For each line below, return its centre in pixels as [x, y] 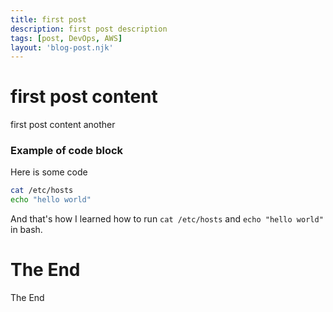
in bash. [26, 230]
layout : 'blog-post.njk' [62, 47]
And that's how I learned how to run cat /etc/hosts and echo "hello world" [167, 219]
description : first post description [89, 29]
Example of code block [67, 151]
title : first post [48, 19]
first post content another [63, 125]
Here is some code [49, 172]
